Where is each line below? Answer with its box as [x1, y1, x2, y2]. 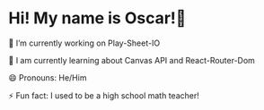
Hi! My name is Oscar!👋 [8, 8, 187, 29]
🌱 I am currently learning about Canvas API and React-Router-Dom [8, 55, 255, 65]
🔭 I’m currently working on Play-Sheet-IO [8, 38, 161, 48]
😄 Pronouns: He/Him [8, 72, 87, 83]
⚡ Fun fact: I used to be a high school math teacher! [8, 89, 199, 101]
